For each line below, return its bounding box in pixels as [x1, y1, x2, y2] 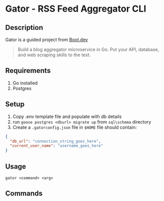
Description [5, 23, 43, 32]
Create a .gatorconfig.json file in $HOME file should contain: [12, 124, 137, 130]
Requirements [5, 66, 51, 75]
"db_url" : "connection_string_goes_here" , [10, 139, 101, 144]
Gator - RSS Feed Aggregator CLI [5, 3, 146, 15]
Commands [5, 189, 43, 198]
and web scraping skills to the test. [17, 52, 91, 58]
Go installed [12, 79, 38, 86]
